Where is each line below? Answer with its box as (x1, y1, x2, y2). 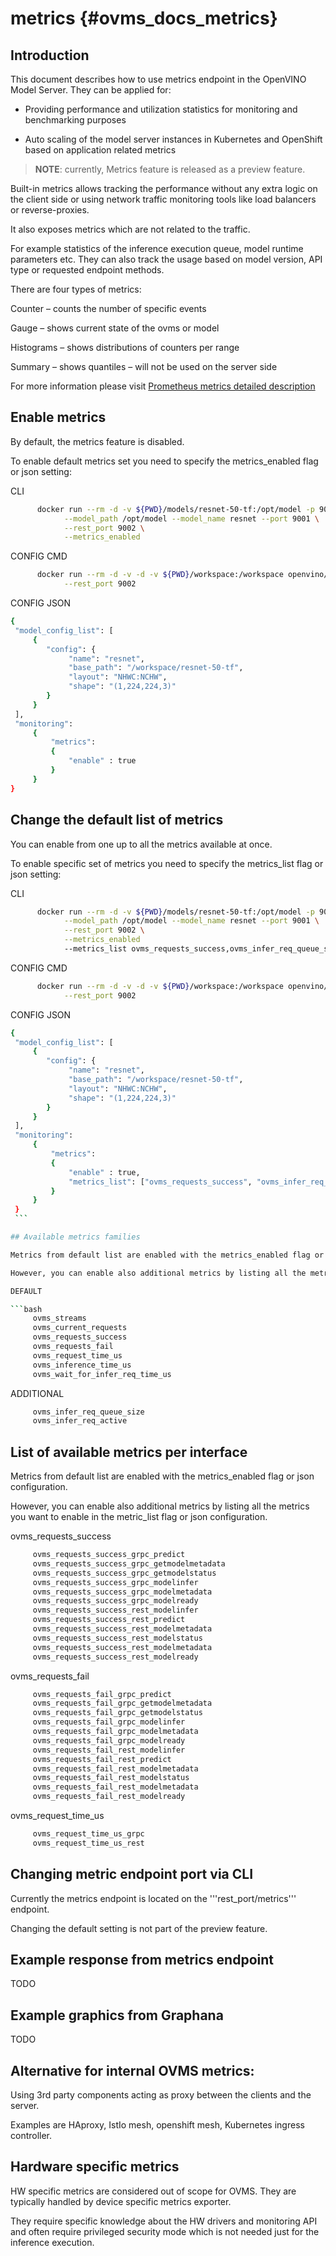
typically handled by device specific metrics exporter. (10, 2195, 232, 2207)
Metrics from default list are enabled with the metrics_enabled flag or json (10, 1470, 315, 1482)
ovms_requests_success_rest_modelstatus (32, 1633, 203, 1643)
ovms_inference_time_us (32, 1360, 132, 1370)
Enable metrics (10, 409, 107, 426)
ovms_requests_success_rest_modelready (32, 1652, 199, 1662)
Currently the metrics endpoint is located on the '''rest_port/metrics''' (10, 1892, 297, 1904)
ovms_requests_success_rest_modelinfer (32, 1605, 199, 1616)
